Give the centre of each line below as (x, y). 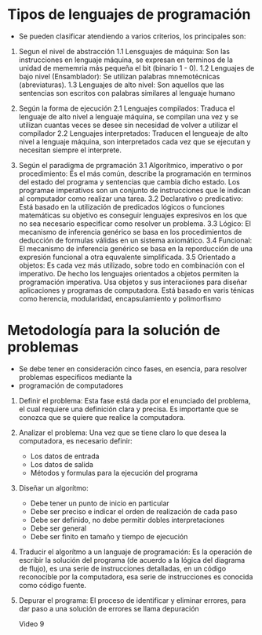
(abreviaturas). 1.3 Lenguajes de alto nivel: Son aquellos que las (121, 85)
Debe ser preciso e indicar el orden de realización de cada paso (134, 511)
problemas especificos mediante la (75, 377)
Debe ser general (58, 528)
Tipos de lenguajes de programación (129, 15)
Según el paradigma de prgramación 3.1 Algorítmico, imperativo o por (131, 165)
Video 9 (31, 624)
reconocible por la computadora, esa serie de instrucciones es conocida (136, 577)
